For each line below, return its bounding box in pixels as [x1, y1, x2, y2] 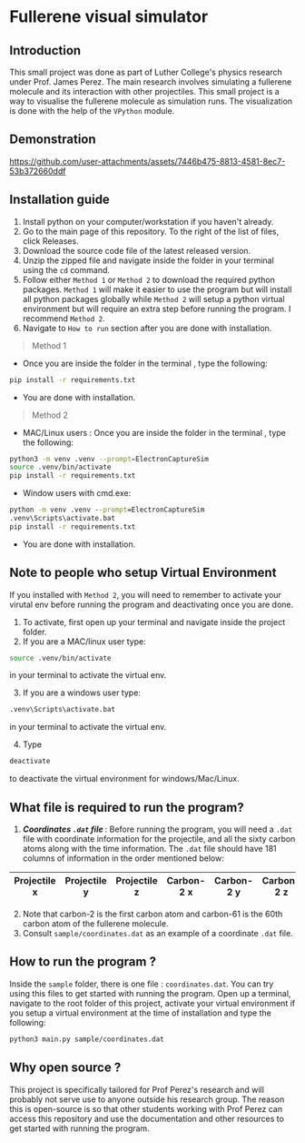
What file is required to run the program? [9, 799, 244, 815]
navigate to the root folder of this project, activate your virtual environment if [9, 997, 296, 1008]
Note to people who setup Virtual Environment [9, 565, 277, 581]
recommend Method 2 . [22, 312, 106, 324]
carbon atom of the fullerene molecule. [22, 918, 169, 929]
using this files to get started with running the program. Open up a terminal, [9, 987, 291, 998]
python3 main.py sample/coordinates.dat [9, 1035, 165, 1044]
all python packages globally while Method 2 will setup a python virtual [22, 293, 285, 304]
